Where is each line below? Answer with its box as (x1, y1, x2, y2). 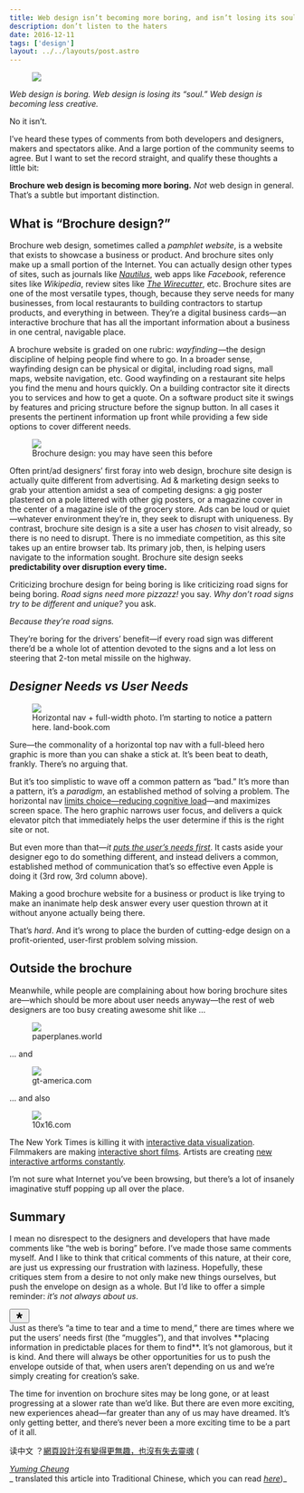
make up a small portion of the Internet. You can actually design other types (9, 259, 292, 270)
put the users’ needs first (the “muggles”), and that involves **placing (9, 1333, 270, 1344)
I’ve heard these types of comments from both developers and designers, (9, 133, 285, 145)
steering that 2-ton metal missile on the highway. (9, 652, 192, 663)
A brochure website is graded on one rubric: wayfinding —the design (9, 343, 266, 354)
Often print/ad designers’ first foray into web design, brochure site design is (9, 465, 292, 476)
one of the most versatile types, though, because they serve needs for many (9, 287, 295, 299)
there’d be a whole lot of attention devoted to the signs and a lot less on (9, 642, 276, 653)
